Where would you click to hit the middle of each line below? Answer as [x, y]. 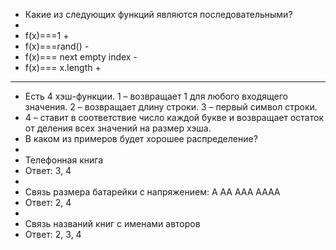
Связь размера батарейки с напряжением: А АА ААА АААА [152, 192]
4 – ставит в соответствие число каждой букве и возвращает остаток [174, 117]
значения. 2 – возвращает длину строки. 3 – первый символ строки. [171, 107]
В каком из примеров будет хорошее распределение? [141, 138]
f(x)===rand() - [57, 46]
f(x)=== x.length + [63, 67]
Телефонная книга [64, 160]
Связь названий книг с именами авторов [112, 223]
